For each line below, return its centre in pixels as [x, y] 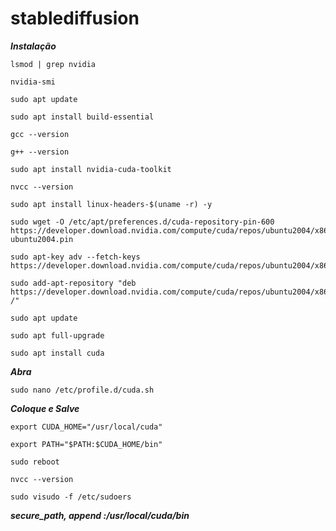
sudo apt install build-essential [82, 117]
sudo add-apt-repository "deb [73, 283]
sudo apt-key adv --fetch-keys [75, 257]
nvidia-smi [33, 82]
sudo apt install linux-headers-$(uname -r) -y [111, 204]
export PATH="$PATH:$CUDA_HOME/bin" [86, 444]
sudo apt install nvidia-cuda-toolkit [91, 169]
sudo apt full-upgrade [57, 335]
